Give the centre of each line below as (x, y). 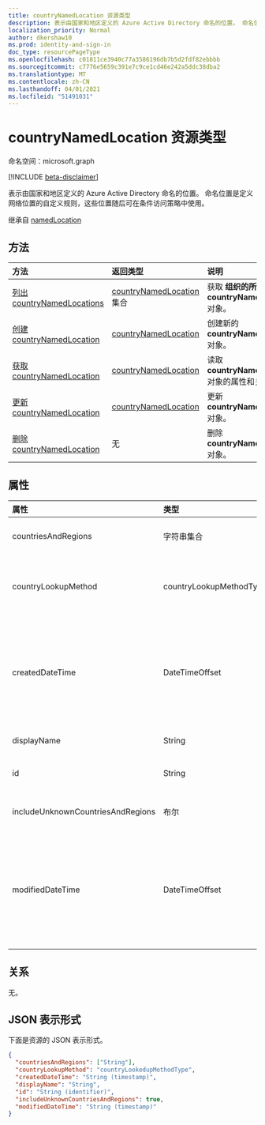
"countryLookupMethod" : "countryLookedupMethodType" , (105, 1070)
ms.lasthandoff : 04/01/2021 (54, 89)
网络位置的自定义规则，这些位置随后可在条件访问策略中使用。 (108, 203)
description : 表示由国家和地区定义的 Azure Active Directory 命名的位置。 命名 (131, 23)
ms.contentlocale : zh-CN (49, 81)
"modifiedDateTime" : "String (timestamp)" (86, 1107)
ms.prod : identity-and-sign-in (60, 45)
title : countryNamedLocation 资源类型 (70, 15)
